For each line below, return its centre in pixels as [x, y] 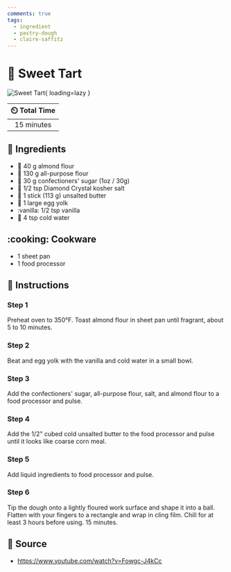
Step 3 [18, 379]
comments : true [29, 14]
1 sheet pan [34, 256]
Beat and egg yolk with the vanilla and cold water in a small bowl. [100, 361]
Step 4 [18, 419]
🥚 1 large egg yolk [42, 202]
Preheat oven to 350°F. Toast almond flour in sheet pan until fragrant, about [115, 320]
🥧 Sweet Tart [45, 74]
